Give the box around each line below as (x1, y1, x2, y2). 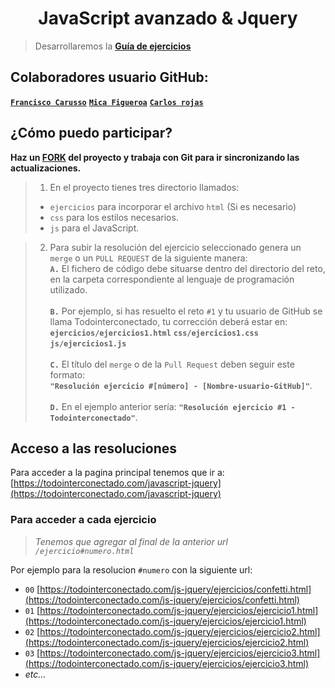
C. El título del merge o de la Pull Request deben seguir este (49, 358, 295, 370)
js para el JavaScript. (49, 222, 140, 234)
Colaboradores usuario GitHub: (10, 69, 209, 86)
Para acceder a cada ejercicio (10, 513, 157, 527)
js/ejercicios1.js (49, 338, 127, 349)
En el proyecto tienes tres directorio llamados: (49, 181, 240, 193)
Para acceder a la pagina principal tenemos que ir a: (10, 467, 225, 479)
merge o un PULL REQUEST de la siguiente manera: (49, 252, 248, 264)
